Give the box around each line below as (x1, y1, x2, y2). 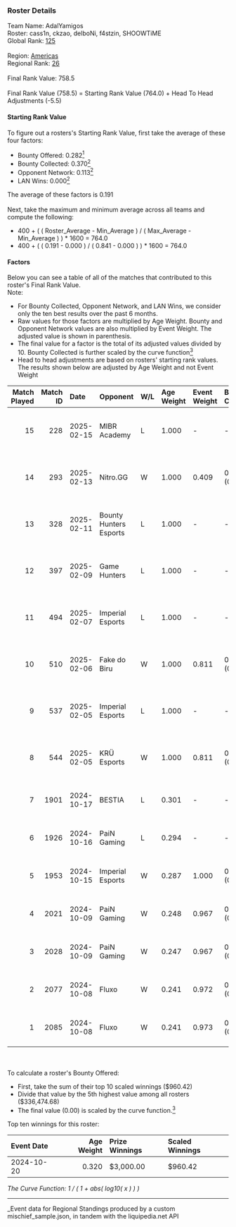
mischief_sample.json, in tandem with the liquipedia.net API (7, 1211, 179, 1220)
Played (11, 396, 34, 405)
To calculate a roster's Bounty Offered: (7, 1068, 119, 1077)
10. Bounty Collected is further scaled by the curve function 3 (17, 347, 193, 356)
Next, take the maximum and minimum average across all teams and (7, 205, 205, 214)
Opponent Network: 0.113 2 (17, 166, 93, 176)
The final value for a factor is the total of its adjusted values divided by (17, 339, 221, 348)
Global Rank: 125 (7, 37, 56, 45)
